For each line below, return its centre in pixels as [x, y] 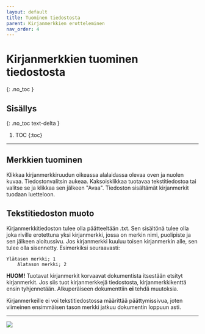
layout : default [27, 12]
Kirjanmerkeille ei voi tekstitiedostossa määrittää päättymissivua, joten [95, 300]
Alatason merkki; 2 [42, 264]
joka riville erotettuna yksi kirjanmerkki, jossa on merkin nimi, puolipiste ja [99, 235]
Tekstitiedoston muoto [50, 214]
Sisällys [22, 109]
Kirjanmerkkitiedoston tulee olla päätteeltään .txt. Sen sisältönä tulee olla [98, 228]
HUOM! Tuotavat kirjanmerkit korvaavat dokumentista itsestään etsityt [95, 275]
